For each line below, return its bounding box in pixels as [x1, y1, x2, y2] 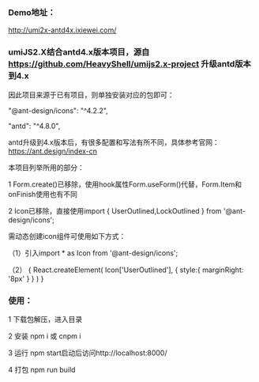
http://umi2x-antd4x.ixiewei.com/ [8, 25, 117, 35]
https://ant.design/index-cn [8, 146, 97, 156]
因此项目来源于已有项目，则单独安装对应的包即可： [8, 89, 175, 100]
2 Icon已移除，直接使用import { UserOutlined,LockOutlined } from [8, 206, 223, 215]
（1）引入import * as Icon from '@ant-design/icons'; [8, 248, 178, 258]
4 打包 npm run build [8, 365, 76, 374]
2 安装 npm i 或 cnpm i [8, 331, 81, 341]
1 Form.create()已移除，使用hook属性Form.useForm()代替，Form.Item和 [8, 180, 242, 189]
